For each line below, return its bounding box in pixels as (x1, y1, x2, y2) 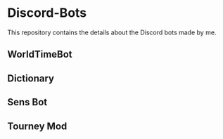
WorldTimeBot (7, 48, 72, 60)
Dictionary (7, 72, 55, 84)
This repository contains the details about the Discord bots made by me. (7, 28, 217, 37)
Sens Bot (7, 96, 48, 108)
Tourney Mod (7, 120, 68, 132)
